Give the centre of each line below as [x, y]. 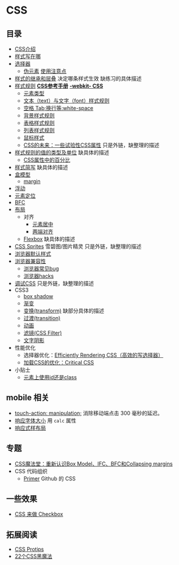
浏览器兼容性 [30, 261]
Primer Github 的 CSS [49, 478]
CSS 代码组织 [31, 471]
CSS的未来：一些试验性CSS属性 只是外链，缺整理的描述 [91, 145]
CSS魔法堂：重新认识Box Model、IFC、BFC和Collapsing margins [94, 464]
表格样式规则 [39, 123]
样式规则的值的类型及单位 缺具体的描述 [62, 152]
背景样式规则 [39, 115]
